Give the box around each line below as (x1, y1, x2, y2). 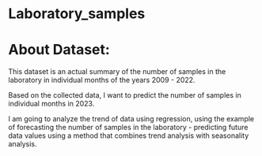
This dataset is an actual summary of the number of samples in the (8, 67, 226, 76)
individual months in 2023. (8, 99, 95, 109)
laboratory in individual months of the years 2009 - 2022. (8, 76, 196, 85)
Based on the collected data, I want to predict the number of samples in (8, 91, 241, 100)
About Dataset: (8, 41, 111, 59)
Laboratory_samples (8, 5, 146, 23)
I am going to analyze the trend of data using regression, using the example (8, 114, 255, 124)
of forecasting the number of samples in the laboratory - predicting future (8, 123, 249, 132)
